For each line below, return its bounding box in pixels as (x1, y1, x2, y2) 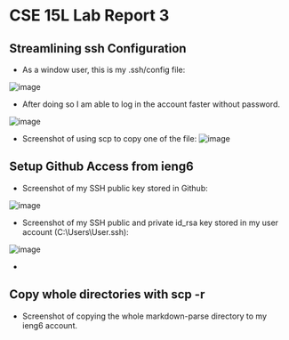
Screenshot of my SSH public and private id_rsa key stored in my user (21, 217, 278, 228)
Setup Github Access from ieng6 (9, 159, 194, 174)
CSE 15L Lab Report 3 (9, 5, 170, 26)
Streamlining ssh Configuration (9, 41, 187, 56)
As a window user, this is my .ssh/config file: (21, 64, 186, 75)
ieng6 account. (21, 320, 78, 330)
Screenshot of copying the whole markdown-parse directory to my (21, 311, 268, 321)
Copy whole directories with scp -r (9, 287, 205, 303)
